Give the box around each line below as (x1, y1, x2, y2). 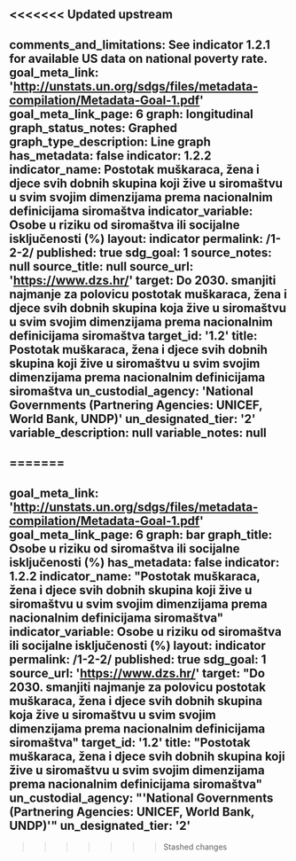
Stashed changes (163, 841, 228, 852)
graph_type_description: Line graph (9, 134, 211, 149)
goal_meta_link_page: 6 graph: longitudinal (9, 106, 254, 121)
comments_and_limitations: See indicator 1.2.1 (9, 37, 270, 52)
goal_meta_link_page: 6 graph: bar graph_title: (9, 527, 273, 542)
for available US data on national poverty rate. (9, 51, 269, 66)
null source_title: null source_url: (9, 259, 194, 274)
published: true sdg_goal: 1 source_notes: (35, 245, 272, 260)
